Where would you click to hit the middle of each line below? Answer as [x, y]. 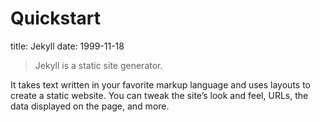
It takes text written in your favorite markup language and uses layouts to [160, 84]
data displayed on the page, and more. [90, 106]
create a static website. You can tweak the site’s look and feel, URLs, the [159, 95]
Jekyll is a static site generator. [98, 65]
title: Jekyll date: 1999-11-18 [67, 46]
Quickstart [56, 18]
